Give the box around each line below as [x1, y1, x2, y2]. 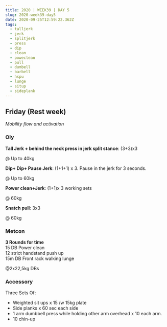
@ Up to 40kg [5, 155, 35, 161]
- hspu [10, 74, 24, 79]
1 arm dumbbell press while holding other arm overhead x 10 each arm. [12, 311, 162, 317]
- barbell [10, 70, 31, 75]
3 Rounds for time [5, 239, 44, 245]
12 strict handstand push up [5, 250, 64, 256]
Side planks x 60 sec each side [12, 305, 79, 311]
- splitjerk [10, 36, 36, 41]
